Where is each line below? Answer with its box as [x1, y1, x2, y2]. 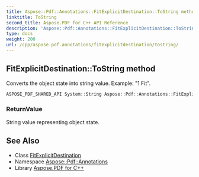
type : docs [6, 31, 33, 37]
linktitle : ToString [6, 14, 57, 20]
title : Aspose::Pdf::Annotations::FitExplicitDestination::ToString [6, 8, 179, 15]
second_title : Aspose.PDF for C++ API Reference [6, 20, 129, 26]
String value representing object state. [6, 118, 99, 125]
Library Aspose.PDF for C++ [14, 164, 85, 171]
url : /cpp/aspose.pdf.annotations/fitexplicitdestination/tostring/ [6, 42, 179, 48]
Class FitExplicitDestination [14, 151, 82, 159]
